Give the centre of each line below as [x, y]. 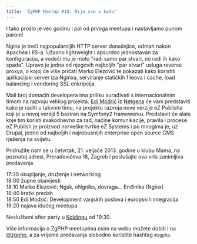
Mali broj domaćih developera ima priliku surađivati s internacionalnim [91, 95]
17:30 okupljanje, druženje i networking [54, 174]
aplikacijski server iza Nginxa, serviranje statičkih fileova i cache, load [91, 77]
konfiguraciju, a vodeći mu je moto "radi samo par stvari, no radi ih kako [93, 58]
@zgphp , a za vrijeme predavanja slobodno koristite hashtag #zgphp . [89, 235]
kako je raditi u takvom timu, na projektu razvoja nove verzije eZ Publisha [94, 107]
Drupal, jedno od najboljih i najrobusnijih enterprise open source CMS [90, 133]
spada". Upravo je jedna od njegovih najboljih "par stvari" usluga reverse [94, 65]
